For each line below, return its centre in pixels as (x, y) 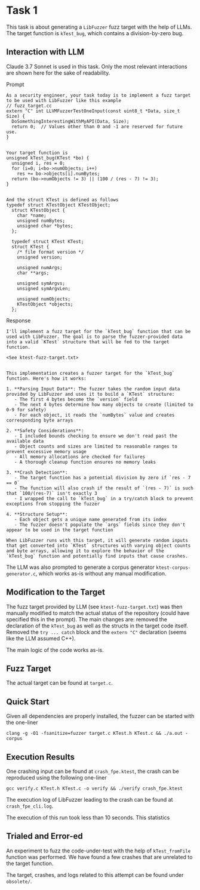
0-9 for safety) (26, 409)
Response (19, 321)
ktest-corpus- (173, 568)
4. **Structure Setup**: (37, 514)
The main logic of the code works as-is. (55, 650)
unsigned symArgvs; (41, 283)
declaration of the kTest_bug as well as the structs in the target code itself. (97, 626)
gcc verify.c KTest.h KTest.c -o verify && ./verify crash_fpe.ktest (95, 789)
